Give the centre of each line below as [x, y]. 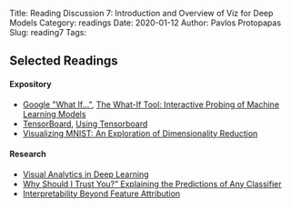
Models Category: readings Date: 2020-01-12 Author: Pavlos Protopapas [145, 23]
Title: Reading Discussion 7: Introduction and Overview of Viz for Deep [141, 13]
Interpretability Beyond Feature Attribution [101, 193]
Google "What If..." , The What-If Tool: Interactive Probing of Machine [151, 104]
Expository [30, 84]
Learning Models [54, 114]
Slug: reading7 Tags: [48, 32]
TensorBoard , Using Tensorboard [85, 124]
